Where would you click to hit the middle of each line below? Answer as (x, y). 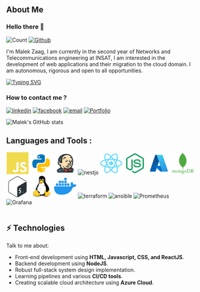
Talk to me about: (27, 245)
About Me (25, 10)
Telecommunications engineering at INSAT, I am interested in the (86, 58)
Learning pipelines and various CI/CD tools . (69, 276)
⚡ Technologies (36, 228)
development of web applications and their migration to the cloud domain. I (99, 64)
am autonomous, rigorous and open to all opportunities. (75, 70)
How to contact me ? (37, 97)
